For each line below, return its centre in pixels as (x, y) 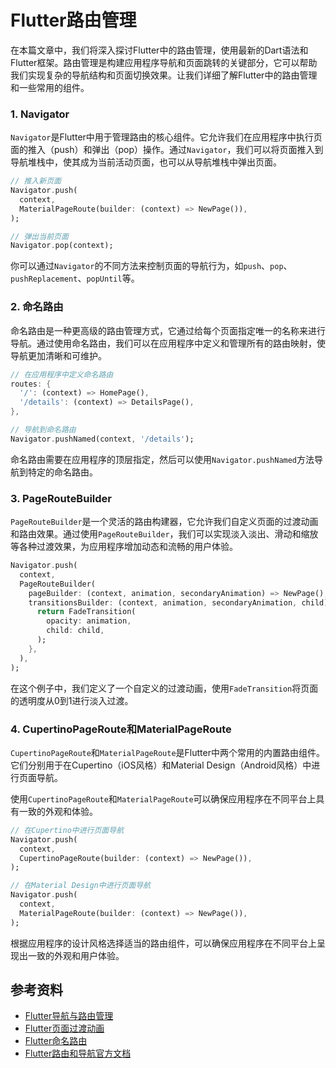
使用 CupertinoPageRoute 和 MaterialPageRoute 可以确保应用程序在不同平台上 (163, 798)
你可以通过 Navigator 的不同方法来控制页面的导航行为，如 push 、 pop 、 (151, 266)
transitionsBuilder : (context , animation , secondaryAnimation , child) (178, 602)
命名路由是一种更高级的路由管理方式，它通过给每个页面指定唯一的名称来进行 (168, 330)
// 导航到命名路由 (43, 430)
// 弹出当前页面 (39, 236)
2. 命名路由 (37, 307)
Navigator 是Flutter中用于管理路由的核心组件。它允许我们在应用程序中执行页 (166, 137)
